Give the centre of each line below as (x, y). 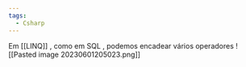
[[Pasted (23, 54)
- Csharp (30, 23)
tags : (17, 16)
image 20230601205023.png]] (90, 54)
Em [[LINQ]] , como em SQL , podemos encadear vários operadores (121, 45)
